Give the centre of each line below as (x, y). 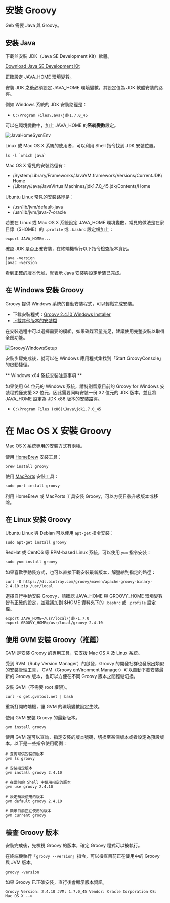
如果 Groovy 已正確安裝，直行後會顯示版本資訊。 (56, 882)
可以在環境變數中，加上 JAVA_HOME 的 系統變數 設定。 (62, 125)
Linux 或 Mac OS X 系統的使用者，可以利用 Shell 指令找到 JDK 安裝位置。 (82, 145)
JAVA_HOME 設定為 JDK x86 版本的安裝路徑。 (54, 399)
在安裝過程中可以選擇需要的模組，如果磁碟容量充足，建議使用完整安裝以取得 (85, 331)
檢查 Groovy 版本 (32, 832)
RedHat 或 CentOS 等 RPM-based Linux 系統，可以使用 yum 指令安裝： (78, 552)
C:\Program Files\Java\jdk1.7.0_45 (50, 115)
